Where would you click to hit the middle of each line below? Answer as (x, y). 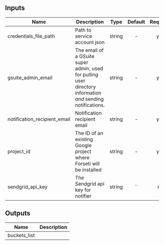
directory (85, 86)
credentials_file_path (31, 36)
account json (90, 42)
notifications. (90, 105)
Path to (83, 30)
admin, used (89, 68)
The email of (89, 50)
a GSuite (85, 56)
